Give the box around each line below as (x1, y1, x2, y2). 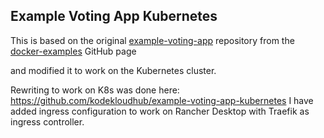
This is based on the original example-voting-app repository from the (10, 34, 295, 46)
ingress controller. (10, 115, 85, 128)
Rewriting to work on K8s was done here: (10, 84, 180, 96)
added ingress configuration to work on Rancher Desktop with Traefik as (10, 105, 310, 117)
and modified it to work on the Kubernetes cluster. (10, 64, 217, 76)
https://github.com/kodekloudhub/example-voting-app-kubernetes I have (10, 94, 314, 106)
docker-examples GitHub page (10, 45, 137, 57)
